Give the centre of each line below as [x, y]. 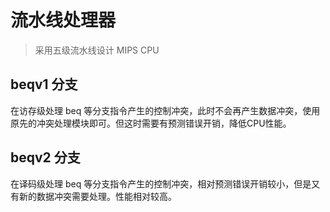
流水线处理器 [63, 20]
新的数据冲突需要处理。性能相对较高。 [97, 196]
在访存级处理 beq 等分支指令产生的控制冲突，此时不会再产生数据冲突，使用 [165, 110]
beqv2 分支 [45, 157]
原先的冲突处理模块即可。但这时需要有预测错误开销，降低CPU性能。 [151, 123]
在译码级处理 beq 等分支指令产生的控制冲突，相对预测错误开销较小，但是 [161, 183]
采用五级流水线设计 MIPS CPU [97, 50]
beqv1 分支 [44, 84]
